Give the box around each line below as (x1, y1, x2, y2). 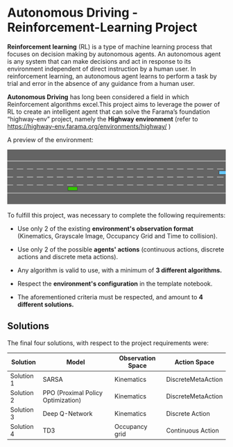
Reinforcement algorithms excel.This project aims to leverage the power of (7, 100, 221, 108)
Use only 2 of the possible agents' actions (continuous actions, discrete (17, 245, 225, 254)
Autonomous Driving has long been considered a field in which (7, 92, 189, 101)
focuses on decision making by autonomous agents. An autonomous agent (7, 50, 221, 58)
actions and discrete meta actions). (17, 252, 119, 261)
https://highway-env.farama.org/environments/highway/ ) (7, 122, 171, 130)
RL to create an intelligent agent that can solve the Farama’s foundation (7, 107, 210, 116)
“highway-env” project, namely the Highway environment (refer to (7, 114, 198, 123)
